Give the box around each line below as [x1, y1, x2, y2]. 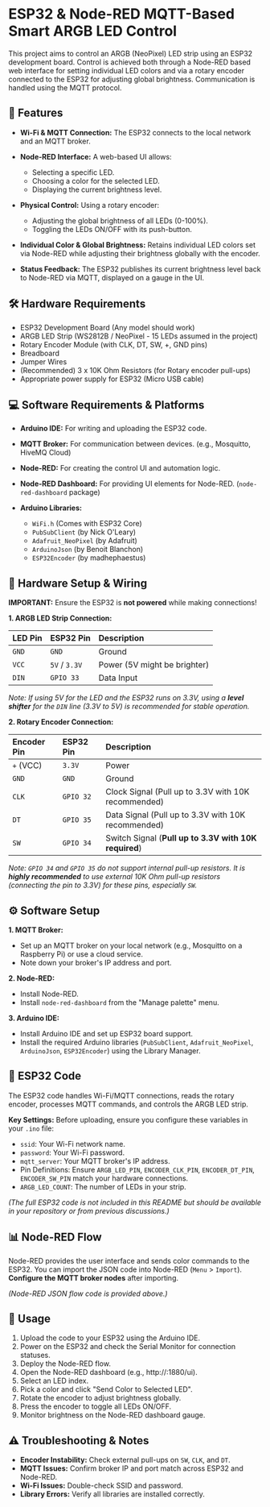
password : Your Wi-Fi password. [19, 1148, 125, 1157]
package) [68, 488, 100, 497]
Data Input [98, 672, 138, 683]
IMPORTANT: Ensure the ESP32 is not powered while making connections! [8, 598, 257, 608]
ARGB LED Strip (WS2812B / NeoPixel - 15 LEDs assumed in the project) [19, 331, 259, 341]
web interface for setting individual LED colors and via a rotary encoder [8, 65, 245, 75]
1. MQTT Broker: [8, 925, 63, 935]
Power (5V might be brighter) [98, 659, 210, 670]
